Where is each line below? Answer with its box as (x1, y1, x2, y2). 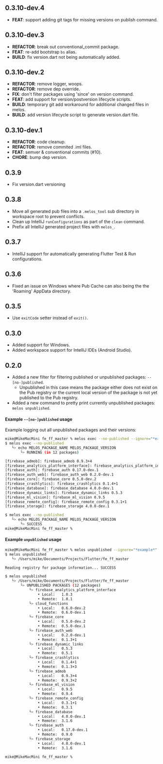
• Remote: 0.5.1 (37, 651, 73, 656)
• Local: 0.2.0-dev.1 (37, 632, 86, 638)
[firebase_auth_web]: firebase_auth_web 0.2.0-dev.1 (5, 472, 114, 477)
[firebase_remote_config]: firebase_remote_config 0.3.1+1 (5, 499, 127, 504)
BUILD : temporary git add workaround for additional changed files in (12, 102, 149, 107)
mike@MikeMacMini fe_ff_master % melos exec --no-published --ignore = (5, 437, 151, 441)
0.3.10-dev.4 (5, 4, 45, 12)
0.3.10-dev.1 (5, 126, 43, 134)
